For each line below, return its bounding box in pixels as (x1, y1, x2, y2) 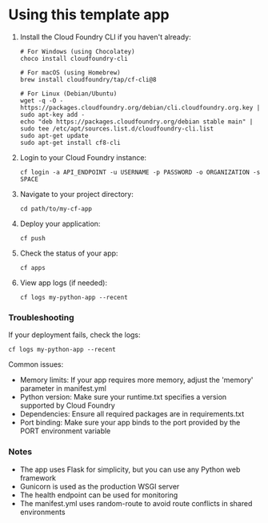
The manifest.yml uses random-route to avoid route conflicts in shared (19, 498, 253, 508)
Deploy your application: (19, 219, 101, 228)
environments (19, 507, 66, 517)
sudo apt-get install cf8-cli (19, 139, 122, 147)
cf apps (19, 264, 46, 272)
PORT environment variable (19, 426, 111, 436)
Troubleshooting (8, 312, 74, 323)
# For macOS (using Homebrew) (19, 68, 122, 77)
